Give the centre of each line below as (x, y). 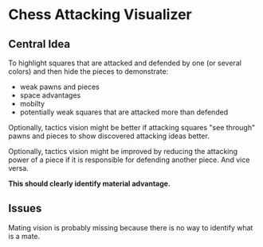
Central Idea (39, 44)
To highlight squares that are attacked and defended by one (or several (125, 63)
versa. (19, 168)
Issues (25, 208)
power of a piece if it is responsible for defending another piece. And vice (129, 160)
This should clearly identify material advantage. (90, 183)
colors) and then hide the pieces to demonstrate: (88, 71)
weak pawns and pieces (59, 87)
